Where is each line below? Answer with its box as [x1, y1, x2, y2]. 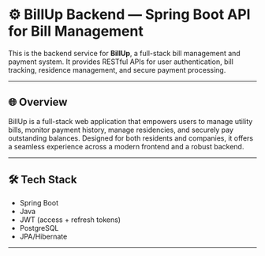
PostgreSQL [19, 223, 59, 232]
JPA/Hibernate [19, 232, 68, 241]
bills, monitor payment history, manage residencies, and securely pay [8, 125, 234, 134]
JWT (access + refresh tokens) [19, 215, 121, 224]
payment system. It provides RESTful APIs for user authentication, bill [8, 57, 234, 66]
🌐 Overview [8, 96, 68, 109]
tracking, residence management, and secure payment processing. [8, 65, 226, 74]
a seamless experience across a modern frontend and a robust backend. [8, 141, 244, 151]
